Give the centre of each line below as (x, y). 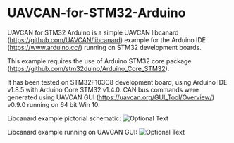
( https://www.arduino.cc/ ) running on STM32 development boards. (105, 47)
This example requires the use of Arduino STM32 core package (99, 61)
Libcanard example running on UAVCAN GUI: (72, 132)
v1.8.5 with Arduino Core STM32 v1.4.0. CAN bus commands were (103, 89)
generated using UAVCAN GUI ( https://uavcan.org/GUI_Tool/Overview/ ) (111, 97)
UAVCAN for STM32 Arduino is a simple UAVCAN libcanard (93, 32)
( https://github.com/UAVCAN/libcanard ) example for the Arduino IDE (107, 39)
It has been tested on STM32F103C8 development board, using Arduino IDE (117, 82)
